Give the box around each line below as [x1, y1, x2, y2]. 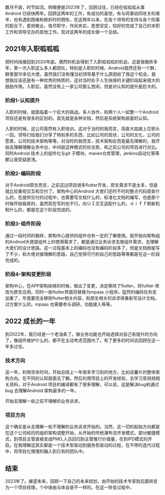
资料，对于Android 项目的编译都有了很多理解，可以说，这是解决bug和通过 [9, 382, 160, 388]
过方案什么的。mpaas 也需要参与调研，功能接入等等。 [5, 301, 115, 307]
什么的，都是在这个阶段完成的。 [9, 207, 74, 213]
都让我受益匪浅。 [5, 157, 40, 163]
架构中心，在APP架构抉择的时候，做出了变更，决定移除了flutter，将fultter [5, 283, 154, 288]
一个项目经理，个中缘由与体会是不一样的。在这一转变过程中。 [9, 485, 134, 491]
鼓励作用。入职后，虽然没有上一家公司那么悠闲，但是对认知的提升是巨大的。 [5, 83, 160, 89]
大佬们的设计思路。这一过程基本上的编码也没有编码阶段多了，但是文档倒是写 [5, 245, 160, 250]
